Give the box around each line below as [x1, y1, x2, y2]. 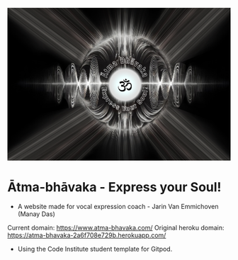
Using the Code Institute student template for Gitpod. [17, 245, 173, 254]
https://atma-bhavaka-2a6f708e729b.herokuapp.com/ [7, 231, 166, 239]
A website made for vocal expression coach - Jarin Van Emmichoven [17, 203, 219, 211]
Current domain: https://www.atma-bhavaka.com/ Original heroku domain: [7, 224, 225, 232]
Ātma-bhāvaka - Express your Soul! [7, 179, 222, 195]
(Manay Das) [17, 210, 55, 218]
